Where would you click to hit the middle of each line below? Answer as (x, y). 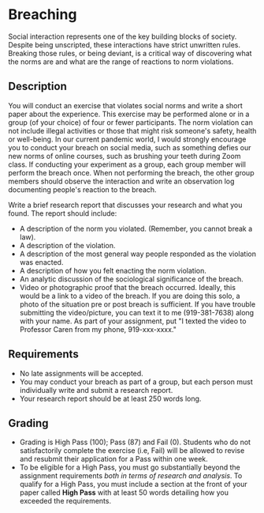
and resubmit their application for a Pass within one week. (114, 459)
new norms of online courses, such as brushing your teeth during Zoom (125, 156)
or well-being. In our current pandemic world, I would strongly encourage (127, 139)
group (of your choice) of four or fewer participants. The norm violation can (131, 122)
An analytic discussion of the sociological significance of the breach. (132, 279)
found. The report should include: (63, 213)
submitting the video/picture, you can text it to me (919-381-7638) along (137, 312)
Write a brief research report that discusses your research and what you (125, 205)
